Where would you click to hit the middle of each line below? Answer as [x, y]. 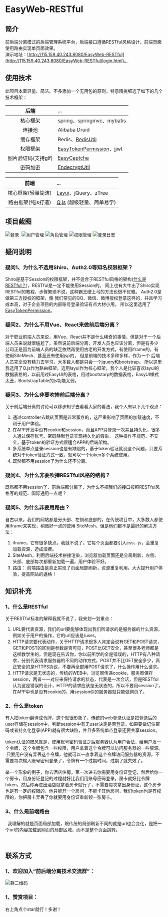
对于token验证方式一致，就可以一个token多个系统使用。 [74, 455]
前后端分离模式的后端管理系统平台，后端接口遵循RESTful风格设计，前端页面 [83, 42]
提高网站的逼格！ [39, 574]
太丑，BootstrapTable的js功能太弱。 [42, 380]
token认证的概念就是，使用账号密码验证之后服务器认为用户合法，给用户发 [81, 742]
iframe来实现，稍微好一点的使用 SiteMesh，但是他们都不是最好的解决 [81, 526]
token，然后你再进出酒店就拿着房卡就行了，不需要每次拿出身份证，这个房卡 [83, 785]
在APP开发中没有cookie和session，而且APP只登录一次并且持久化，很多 [86, 430]
